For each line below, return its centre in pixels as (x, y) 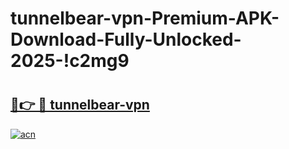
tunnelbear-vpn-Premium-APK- (145, 18)
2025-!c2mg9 (70, 61)
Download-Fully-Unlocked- (126, 39)
